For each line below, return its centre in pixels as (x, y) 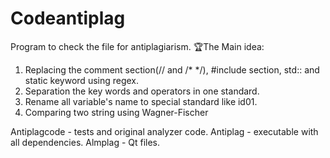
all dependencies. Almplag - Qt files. (85, 142)
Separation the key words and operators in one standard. (142, 91)
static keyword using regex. (82, 80)
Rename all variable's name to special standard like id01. (141, 101)
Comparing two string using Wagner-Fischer (116, 112)
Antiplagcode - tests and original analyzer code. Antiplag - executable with (164, 131)
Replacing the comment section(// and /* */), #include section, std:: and (172, 69)
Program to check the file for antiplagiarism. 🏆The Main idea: (137, 46)
